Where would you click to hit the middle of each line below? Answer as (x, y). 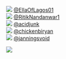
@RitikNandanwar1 (37, 17)
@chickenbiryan (33, 31)
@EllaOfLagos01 (34, 10)
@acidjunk (26, 24)
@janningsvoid (32, 38)
